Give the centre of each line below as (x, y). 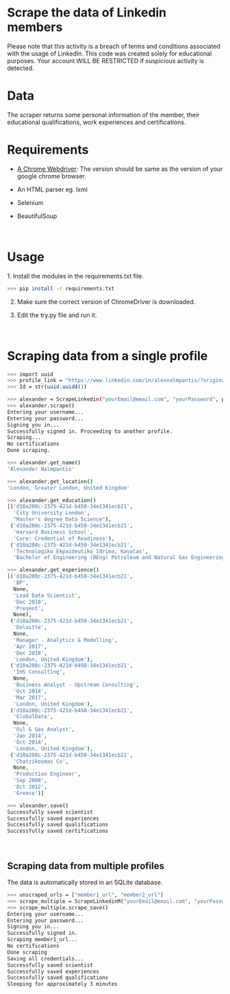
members (35, 27)
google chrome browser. (52, 176)
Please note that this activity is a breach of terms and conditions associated (114, 46)
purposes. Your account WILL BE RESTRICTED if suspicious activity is (105, 60)
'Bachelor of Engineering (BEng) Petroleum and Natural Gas (101, 558)
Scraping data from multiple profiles (86, 866)
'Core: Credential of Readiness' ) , (64, 539)
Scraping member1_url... (42, 940)
